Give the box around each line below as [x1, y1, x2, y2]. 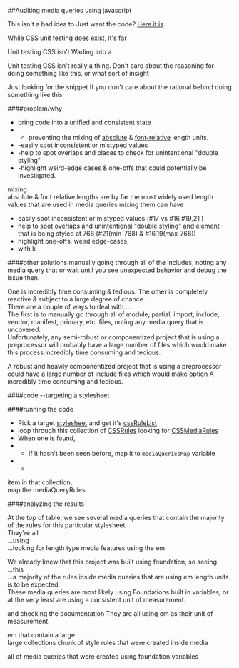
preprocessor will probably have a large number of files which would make [7, 341, 227, 349]
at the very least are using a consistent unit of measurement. [7, 596, 186, 604]
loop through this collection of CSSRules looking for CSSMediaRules [17, 427, 219, 434]
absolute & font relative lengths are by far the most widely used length [7, 193, 214, 201]
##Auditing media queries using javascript [7, 6, 132, 14]
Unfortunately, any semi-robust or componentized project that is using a [7, 333, 220, 342]
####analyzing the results [7, 499, 84, 508]
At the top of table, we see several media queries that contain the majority [7, 514, 225, 522]
